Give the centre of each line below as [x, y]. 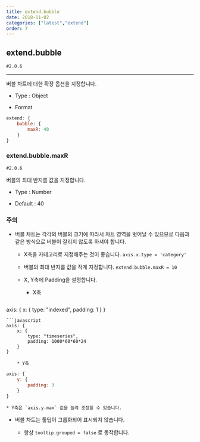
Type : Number [33, 192]
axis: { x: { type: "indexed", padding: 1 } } [56, 310]
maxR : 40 [38, 129]
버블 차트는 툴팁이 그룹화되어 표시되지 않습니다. [70, 420]
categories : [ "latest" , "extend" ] [48, 23]
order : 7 [17, 28]
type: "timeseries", [53, 336]
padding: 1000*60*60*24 [57, 342]
